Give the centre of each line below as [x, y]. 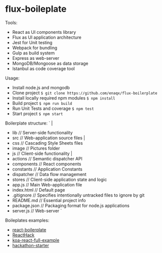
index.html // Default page [39, 190]
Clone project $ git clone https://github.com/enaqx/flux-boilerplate [85, 93]
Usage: [12, 78]
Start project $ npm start [38, 113]
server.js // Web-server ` [37, 211]
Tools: [11, 23]
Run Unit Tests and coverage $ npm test [53, 108]
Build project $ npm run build [42, 103]
